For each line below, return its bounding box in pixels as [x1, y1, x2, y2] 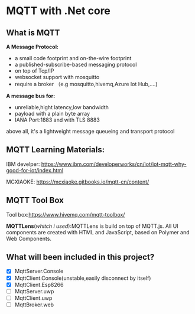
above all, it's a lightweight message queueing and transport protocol [6, 128, 175, 135]
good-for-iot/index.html [6, 166, 64, 174]
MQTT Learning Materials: [6, 145, 105, 155]
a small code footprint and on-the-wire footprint [14, 55, 132, 61]
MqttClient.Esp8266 [14, 281, 64, 288]
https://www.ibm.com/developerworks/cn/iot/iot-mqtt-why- [41, 161, 187, 168]
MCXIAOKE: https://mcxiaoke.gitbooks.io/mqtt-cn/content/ [6, 178, 149, 185]
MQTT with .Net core [6, 4, 111, 18]
